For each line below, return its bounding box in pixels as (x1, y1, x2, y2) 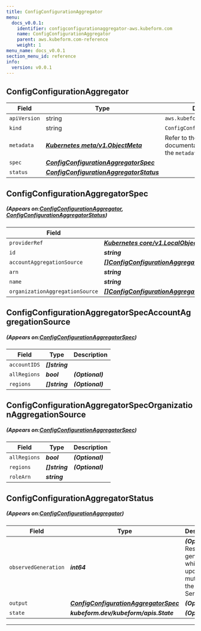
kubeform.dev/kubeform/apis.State (70, 608, 174, 617)
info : (6, 59, 20, 65)
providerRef (9, 239, 44, 246)
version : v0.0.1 (11, 64, 52, 71)
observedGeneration (9, 563, 65, 571)
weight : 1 (17, 42, 42, 48)
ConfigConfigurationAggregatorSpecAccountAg (6, 307, 191, 318)
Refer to (165, 134, 187, 142)
